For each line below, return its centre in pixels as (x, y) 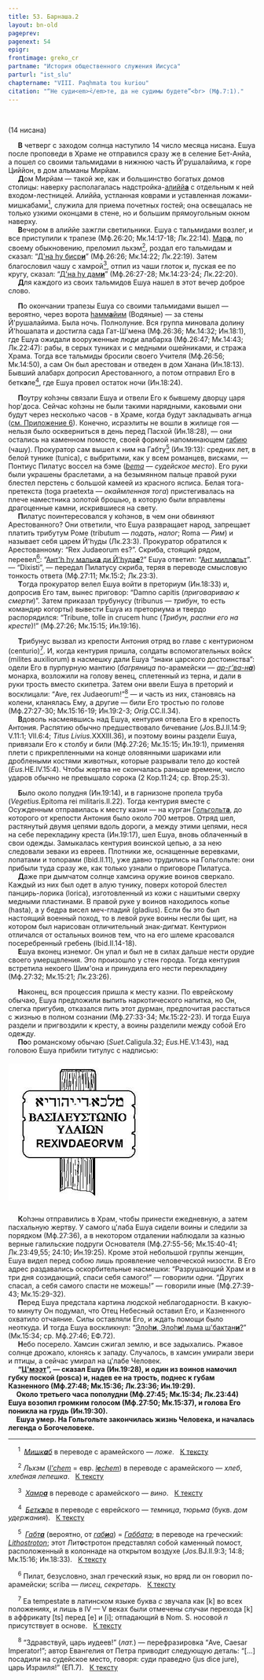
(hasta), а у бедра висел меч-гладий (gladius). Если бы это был (114, 910)
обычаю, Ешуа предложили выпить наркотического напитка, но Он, (123, 1000)
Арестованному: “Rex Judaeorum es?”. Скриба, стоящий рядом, (115, 550)
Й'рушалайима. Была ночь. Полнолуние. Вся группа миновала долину (126, 323)
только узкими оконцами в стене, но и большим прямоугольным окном (129, 213)
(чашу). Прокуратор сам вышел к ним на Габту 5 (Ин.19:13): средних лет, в (132, 448)
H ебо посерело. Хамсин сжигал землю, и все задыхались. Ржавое (130, 1344)
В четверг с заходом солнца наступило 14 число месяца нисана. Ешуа (137, 145)
